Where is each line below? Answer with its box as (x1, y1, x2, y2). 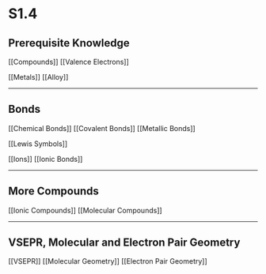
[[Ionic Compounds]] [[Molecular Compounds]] (8, 205, 162, 215)
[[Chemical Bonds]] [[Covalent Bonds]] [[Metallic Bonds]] (8, 123, 196, 133)
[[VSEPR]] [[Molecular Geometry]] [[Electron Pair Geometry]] (8, 257, 207, 266)
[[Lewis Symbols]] (8, 139, 68, 148)
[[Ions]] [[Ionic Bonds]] (8, 154, 83, 163)
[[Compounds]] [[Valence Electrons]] (8, 57, 129, 66)
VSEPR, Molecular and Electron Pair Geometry (8, 236, 241, 250)
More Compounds (8, 185, 99, 198)
